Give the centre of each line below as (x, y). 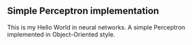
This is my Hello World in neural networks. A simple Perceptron (96, 27)
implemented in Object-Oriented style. (61, 34)
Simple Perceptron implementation (83, 11)
